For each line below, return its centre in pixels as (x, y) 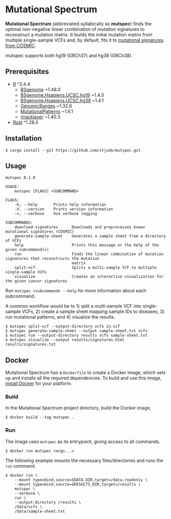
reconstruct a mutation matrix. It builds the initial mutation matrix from (79, 34)
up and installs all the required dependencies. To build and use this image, (84, 378)
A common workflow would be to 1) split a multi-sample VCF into (73, 306)
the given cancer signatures (36, 281)
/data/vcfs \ (28, 507)
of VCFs (14, 241)
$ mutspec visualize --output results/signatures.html (65, 340)
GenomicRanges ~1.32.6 (46, 106)
